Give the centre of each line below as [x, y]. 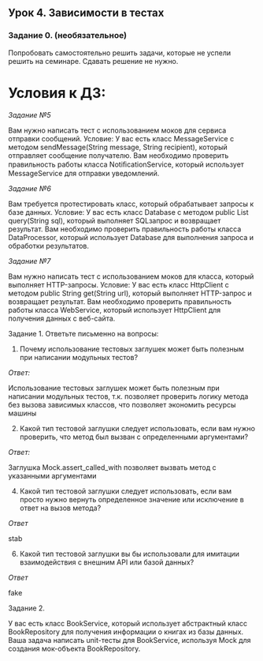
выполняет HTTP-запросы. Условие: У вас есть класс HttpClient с [119, 284]
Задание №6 [30, 188]
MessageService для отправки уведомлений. [84, 173]
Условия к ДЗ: [57, 93]
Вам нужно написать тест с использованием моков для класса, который [131, 276]
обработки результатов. [48, 246]
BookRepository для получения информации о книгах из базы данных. [126, 632]
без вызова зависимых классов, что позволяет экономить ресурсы [122, 404]
